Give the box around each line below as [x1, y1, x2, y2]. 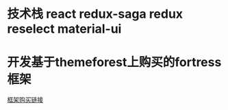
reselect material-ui [7, 21, 122, 37]
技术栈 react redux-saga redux [7, 6, 183, 22]
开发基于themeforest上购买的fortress [7, 55, 222, 70]
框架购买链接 [7, 96, 43, 104]
